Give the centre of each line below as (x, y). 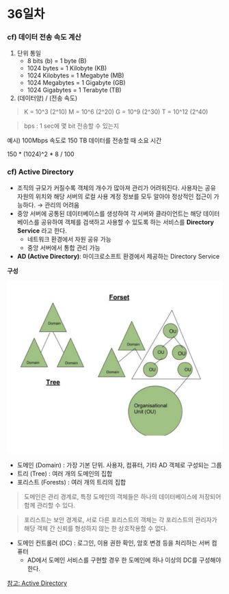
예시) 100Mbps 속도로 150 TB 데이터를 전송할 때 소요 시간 (84, 140)
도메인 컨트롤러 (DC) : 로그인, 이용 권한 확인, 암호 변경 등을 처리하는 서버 (113, 543)
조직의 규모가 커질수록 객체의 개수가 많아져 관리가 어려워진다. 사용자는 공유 (117, 188)
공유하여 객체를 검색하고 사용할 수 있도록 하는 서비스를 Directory (127, 222)
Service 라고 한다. (42, 231)
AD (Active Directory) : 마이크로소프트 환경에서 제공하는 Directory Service (118, 256)
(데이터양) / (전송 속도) (47, 98)
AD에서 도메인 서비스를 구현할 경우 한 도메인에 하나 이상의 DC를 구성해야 (124, 560)
